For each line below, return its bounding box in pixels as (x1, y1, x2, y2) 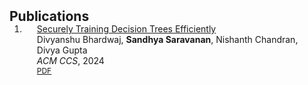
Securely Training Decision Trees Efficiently (36, 23, 217, 35)
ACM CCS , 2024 (36, 55, 105, 66)
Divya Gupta (36, 44, 88, 56)
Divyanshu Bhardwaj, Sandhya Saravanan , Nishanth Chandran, (36, 34, 299, 45)
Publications (9, 8, 90, 25)
